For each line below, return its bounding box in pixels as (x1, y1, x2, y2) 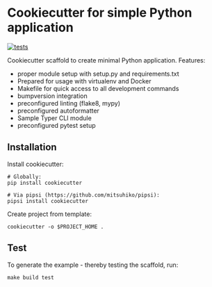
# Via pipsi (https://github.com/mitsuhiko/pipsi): (7, 191, 160, 199)
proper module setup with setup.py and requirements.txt (17, 69, 179, 78)
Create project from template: (7, 210, 92, 218)
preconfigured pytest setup (17, 121, 96, 129)
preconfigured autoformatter (17, 106, 99, 115)
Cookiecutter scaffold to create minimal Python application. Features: (7, 56, 206, 64)
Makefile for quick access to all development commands (17, 84, 179, 92)
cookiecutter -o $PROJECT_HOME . (7, 223, 104, 230)
